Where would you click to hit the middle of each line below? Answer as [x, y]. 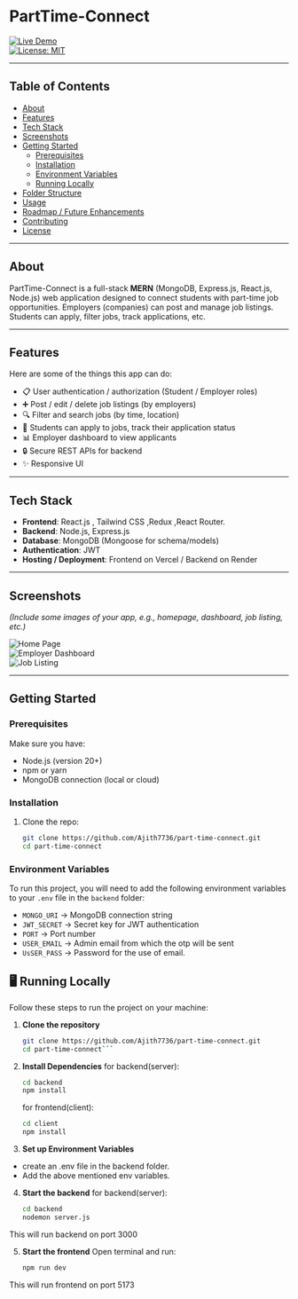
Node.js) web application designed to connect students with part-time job [144, 297]
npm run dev [44, 1268]
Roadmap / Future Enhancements [83, 211]
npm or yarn [44, 770]
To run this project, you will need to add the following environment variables [148, 888]
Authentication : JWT [61, 550]
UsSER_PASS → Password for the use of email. [104, 953]
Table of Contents [60, 87]
